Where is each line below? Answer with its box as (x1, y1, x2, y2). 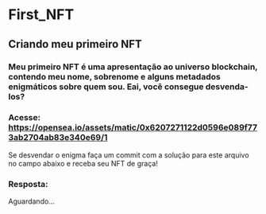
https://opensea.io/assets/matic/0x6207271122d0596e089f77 (8, 122, 258, 133)
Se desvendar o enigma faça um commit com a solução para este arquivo (8, 150, 249, 160)
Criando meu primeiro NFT (8, 37, 143, 51)
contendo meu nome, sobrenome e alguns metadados (8, 71, 221, 82)
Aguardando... (8, 196, 56, 206)
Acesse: (8, 112, 41, 123)
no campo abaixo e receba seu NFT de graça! (8, 158, 159, 168)
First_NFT (8, 6, 75, 24)
